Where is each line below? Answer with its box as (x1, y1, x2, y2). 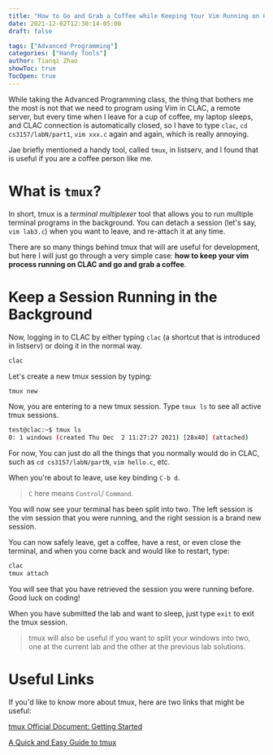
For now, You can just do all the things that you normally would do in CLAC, (8, 449, 260, 459)
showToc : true (8, 64, 57, 73)
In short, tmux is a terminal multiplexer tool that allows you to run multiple (8, 209, 253, 218)
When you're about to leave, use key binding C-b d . (8, 473, 180, 483)
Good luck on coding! (8, 592, 80, 603)
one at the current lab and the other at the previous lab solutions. (28, 641, 246, 652)
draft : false (8, 27, 53, 35)
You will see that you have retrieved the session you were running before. (8, 584, 254, 594)
